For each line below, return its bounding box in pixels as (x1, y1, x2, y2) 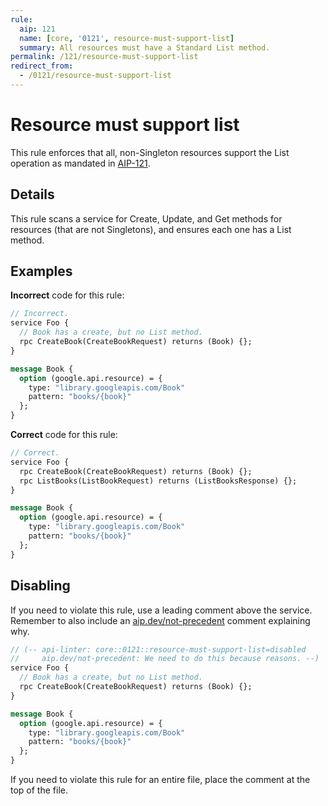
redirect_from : (10, 61, 74, 71)
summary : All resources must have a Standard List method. (19, 42, 271, 53)
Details (10, 186, 55, 203)
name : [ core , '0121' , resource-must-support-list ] (19, 33, 235, 43)
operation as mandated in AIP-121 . (10, 157, 151, 169)
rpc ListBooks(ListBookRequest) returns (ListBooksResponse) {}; (19, 476, 298, 486)
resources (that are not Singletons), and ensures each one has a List (10, 223, 292, 235)
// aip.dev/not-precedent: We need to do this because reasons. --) (10, 654, 320, 664)
